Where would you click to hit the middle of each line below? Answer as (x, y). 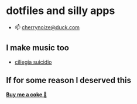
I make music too (37, 48)
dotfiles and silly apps (61, 11)
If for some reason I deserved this (69, 80)
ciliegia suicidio (33, 62)
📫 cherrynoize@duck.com (47, 27)
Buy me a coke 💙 (27, 94)
